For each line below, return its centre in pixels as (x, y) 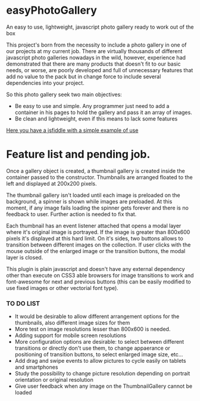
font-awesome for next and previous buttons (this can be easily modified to (99, 282)
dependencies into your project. (45, 83)
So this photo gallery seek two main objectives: (64, 94)
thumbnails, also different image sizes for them (72, 323)
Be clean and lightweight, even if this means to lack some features (96, 118)
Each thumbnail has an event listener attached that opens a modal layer (94, 226)
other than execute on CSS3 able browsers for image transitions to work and (100, 275)
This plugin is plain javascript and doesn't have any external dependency (96, 269)
